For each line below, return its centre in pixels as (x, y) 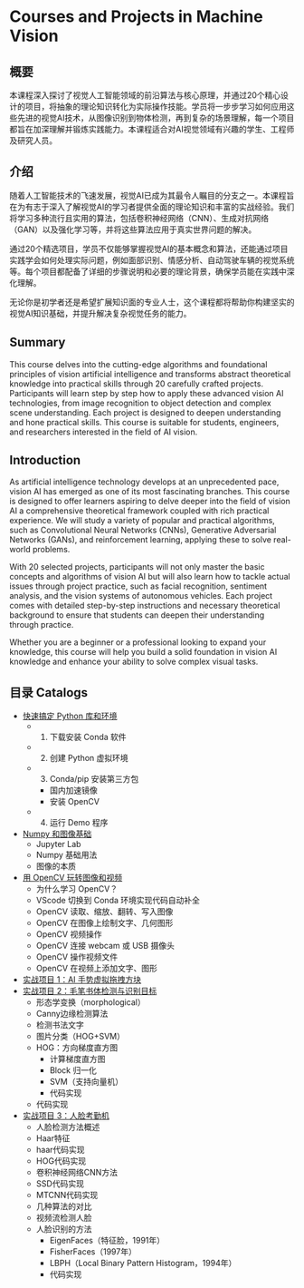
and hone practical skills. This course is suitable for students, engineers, (144, 422)
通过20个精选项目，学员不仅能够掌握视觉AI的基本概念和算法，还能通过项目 (149, 249)
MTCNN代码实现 (67, 1195)
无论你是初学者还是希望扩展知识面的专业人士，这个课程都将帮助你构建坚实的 (152, 302)
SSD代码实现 (60, 1184)
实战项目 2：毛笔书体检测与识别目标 (90, 991)
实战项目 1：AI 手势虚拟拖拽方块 (82, 980)
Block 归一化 (73, 1070)
